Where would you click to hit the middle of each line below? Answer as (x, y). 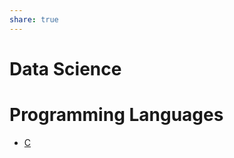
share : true (34, 19)
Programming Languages (116, 115)
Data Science (65, 68)
